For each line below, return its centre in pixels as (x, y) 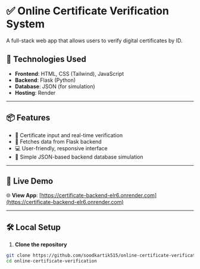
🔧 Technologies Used (46, 59)
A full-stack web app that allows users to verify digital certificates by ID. (94, 41)
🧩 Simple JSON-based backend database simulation (79, 157)
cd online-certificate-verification (51, 261)
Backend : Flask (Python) (45, 80)
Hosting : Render (35, 92)
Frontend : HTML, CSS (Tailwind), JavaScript (69, 73)
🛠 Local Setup (34, 227)
